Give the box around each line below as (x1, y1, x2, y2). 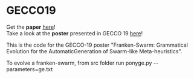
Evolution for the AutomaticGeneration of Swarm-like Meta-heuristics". (6, 47, 183, 54)
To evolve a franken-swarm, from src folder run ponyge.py (6, 59, 152, 66)
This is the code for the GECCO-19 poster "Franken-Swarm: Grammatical (6, 41, 189, 48)
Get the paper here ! (6, 23, 56, 31)
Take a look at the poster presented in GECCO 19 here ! (6, 29, 143, 37)
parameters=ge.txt (6, 65, 53, 72)
